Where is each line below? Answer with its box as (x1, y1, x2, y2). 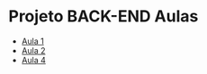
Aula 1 (21, 36, 44, 46)
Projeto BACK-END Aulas (8, 6, 199, 27)
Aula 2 (21, 45, 46, 55)
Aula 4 (21, 54, 46, 65)
